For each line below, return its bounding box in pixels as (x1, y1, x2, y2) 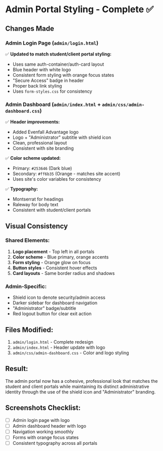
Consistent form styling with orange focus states (12, 72, 114, 78)
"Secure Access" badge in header (12, 77, 84, 83)
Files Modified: (5, 325, 54, 334)
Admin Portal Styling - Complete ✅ (5, 4, 154, 15)
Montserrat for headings (12, 196, 64, 202)
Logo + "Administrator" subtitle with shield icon (12, 134, 111, 140)
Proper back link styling (12, 82, 62, 89)
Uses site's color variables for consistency (12, 176, 101, 182)
